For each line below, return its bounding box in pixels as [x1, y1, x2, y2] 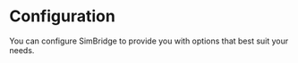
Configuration [9, 6, 116, 27]
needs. [9, 44, 35, 55]
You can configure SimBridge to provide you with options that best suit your [9, 35, 289, 46]
